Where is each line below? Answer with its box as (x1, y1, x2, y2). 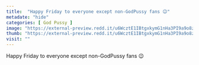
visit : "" (6, 36, 31, 42)
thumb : (6, 31, 23, 37)
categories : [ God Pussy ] (6, 19, 73, 25)
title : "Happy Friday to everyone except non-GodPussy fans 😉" (6, 8, 170, 15)
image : (6, 25, 23, 31)
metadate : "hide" (6, 14, 49, 20)
